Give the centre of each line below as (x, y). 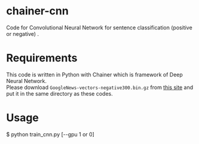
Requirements (42, 58)
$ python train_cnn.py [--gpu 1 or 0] (50, 134)
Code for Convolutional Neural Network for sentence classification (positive (99, 27)
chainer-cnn (37, 11)
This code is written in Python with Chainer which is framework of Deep (95, 74)
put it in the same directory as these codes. (59, 93)
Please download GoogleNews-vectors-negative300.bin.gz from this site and (99, 87)
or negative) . (23, 33)
